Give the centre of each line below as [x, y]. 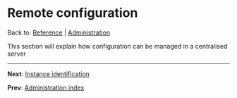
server [17, 54]
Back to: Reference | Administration [59, 32]
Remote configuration [73, 13]
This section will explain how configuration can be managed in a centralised [117, 46]
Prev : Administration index [46, 87]
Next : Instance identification [49, 74]
